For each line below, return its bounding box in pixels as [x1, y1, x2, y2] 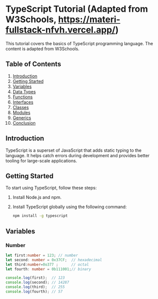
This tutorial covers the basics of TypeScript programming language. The [5, 40, 153, 46]
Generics [12, 114, 31, 121]
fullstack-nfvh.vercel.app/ [5, 25, 115, 35]
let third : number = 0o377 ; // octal [5, 262, 90, 267]
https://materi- [58, 14, 120, 25]
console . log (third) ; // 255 [5, 285, 65, 290]
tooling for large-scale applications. [5, 158, 77, 163]
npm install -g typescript [12, 214, 68, 218]
